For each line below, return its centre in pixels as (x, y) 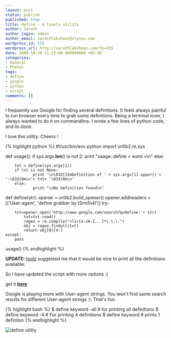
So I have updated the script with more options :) (57, 274)
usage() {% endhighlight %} (35, 249)
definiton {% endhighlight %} (36, 320)
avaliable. (15, 264)
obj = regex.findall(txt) (51, 226)
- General (16, 62)
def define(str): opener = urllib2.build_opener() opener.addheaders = (78, 198)
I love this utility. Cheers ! (32, 137)
